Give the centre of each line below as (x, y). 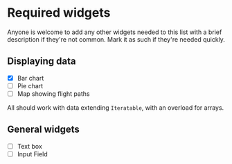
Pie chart (30, 85)
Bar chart (30, 78)
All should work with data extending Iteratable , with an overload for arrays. (116, 107)
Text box (30, 146)
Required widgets (59, 13)
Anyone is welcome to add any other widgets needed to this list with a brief (115, 32)
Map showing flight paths (53, 93)
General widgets (43, 130)
